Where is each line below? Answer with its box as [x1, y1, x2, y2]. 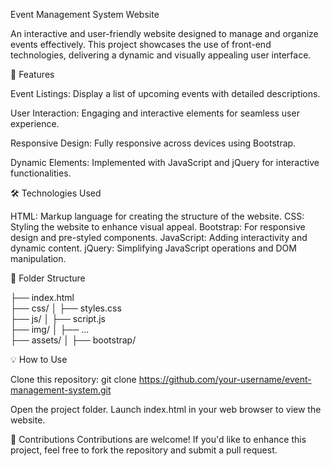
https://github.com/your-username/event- [138, 374, 312, 385]
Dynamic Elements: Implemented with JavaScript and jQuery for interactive [10, 157, 320, 168]
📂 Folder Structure [10, 272, 86, 284]
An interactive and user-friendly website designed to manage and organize [10, 28, 319, 39]
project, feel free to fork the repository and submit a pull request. [10, 444, 278, 456]
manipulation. [10, 253, 67, 264]
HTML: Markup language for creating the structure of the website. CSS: [10, 210, 305, 222]
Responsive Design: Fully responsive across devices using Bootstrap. [10, 137, 297, 149]
